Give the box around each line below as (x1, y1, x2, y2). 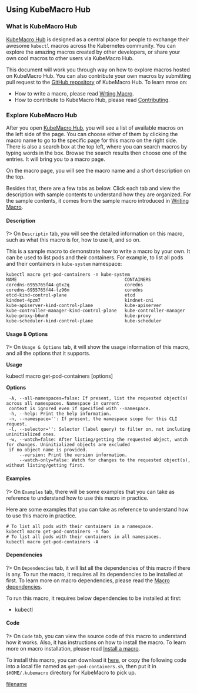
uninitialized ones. (6, 431, 57, 438)
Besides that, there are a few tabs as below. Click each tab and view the (6, 184, 181, 192)
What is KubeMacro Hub (6, 22, 78, 31)
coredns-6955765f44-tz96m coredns (6, 287, 143, 293)
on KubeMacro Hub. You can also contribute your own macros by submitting (6, 72, 191, 79)
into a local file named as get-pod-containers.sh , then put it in (6, 663, 157, 669)
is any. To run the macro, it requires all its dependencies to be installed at (6, 570, 183, 577)
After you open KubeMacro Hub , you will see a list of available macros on (6, 124, 183, 131)
